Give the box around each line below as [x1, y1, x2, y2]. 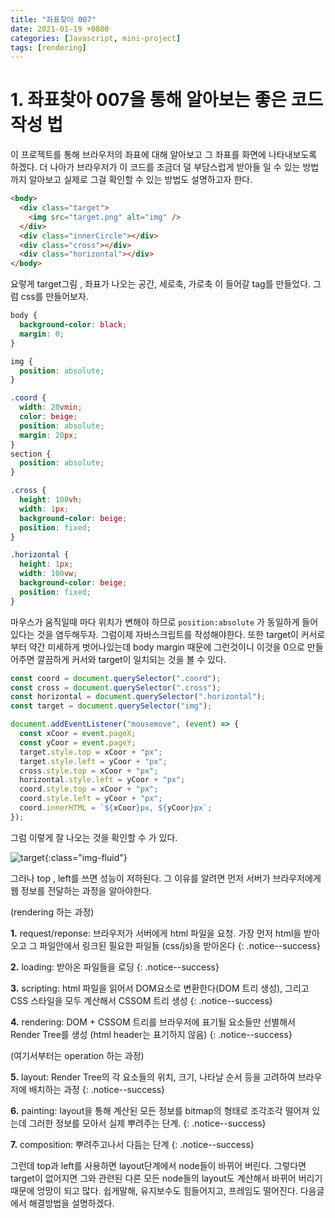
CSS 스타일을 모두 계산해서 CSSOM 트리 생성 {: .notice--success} [10, 994, 273, 1006]
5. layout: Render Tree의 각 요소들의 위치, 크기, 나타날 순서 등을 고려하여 [10, 1071, 296, 1083]
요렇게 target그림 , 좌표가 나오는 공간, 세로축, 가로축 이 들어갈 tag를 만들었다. [10, 278, 312, 290]
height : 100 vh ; [19, 495, 83, 505]
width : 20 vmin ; [19, 402, 83, 413]
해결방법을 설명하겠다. [28, 1197, 115, 1209]
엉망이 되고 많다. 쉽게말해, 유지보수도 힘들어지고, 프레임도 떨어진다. [36, 1184, 298, 1196]
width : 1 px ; [19, 504, 70, 514]
